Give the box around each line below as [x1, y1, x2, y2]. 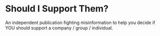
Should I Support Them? [5, 3, 109, 14]
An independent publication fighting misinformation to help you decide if [5, 19, 155, 25]
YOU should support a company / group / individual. [5, 24, 113, 30]
